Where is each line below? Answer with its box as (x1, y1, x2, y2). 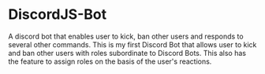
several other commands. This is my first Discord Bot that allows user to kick (8, 39, 257, 49)
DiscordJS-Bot (8, 6, 107, 24)
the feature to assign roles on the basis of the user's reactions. (8, 57, 212, 66)
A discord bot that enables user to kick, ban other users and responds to (8, 31, 244, 41)
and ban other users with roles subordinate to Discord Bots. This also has (8, 48, 247, 57)
